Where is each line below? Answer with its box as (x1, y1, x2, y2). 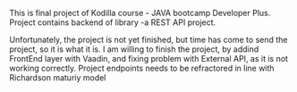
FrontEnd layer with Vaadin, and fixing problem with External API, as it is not (9, 54, 289, 63)
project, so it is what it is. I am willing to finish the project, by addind (9, 44, 259, 54)
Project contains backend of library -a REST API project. (9, 17, 216, 28)
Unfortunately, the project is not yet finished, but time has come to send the (9, 35, 288, 45)
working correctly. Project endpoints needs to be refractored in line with (9, 63, 275, 73)
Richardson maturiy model (9, 72, 106, 83)
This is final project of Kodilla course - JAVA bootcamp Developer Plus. (9, 8, 271, 18)
